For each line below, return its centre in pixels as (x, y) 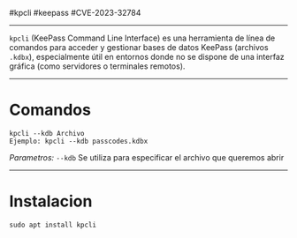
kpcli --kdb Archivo (47, 133)
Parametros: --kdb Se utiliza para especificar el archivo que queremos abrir (147, 157)
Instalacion (51, 201)
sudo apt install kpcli (53, 225)
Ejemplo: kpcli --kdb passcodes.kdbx (79, 141)
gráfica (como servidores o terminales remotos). (97, 66)
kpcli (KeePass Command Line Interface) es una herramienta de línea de (142, 38)
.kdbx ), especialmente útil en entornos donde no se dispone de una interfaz (147, 57)
